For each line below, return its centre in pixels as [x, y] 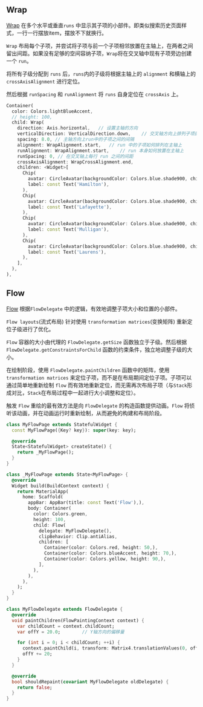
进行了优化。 [38, 329]
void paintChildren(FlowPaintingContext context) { [78, 620]
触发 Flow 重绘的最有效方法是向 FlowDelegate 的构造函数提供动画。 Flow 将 [98, 406]
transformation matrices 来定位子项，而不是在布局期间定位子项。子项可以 [99, 377]
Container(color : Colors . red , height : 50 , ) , [101, 548]
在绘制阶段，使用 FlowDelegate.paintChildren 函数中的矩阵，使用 [88, 370]
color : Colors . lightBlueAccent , [53, 111]
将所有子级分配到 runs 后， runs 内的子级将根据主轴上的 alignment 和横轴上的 [101, 74]
